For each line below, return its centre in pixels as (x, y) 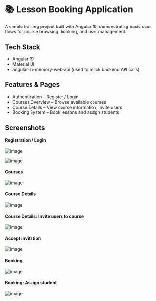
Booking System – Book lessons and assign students (66, 112)
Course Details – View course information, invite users (67, 107)
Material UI (23, 64)
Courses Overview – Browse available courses (59, 102)
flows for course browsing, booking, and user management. (66, 31)
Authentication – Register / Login (45, 97)
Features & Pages (32, 85)
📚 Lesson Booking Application (69, 10)
